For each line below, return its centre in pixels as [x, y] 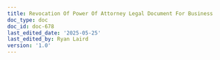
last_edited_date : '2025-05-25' [54, 33]
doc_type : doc [28, 20]
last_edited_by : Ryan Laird [48, 39]
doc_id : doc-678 [31, 26]
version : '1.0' [29, 46]
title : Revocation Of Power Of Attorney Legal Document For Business [110, 13]
